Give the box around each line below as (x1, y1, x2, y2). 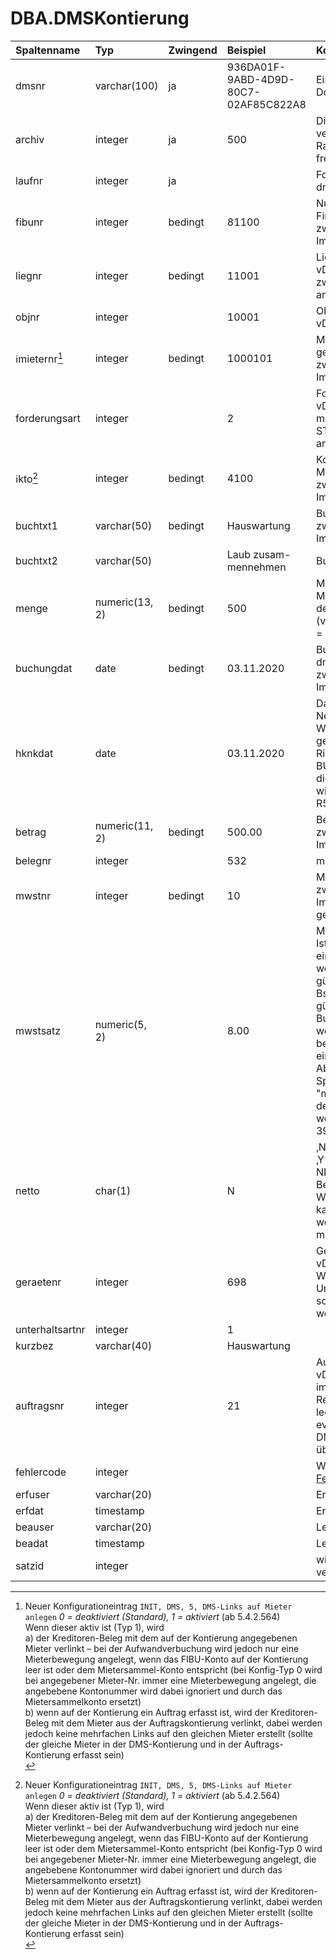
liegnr (15, 268, 43, 282)
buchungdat (15, 661, 73, 675)
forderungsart (15, 411, 81, 425)
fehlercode (15, 1465, 67, 1479)
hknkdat (15, 746, 54, 760)
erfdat (15, 1503, 45, 1517)
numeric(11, (94, 818, 154, 832)
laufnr (15, 173, 43, 187)
